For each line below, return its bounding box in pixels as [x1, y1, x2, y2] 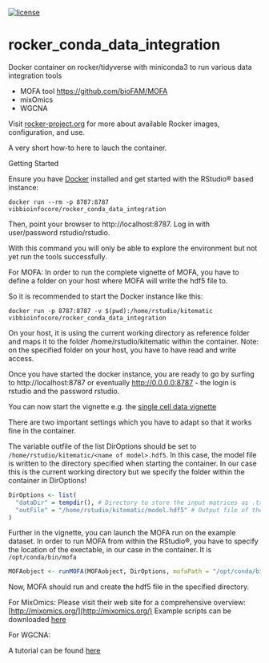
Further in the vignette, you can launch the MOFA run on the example [8, 528, 236, 538]
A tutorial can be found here [8, 646, 102, 656]
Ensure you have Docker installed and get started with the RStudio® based [8, 173, 254, 184]
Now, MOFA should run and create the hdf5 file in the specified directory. [8, 582, 250, 592]
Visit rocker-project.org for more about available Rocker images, [8, 119, 220, 128]
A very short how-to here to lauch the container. [8, 143, 167, 153]
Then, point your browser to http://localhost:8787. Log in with [8, 219, 211, 229]
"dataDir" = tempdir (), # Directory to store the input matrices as [15, 498, 249, 506]
